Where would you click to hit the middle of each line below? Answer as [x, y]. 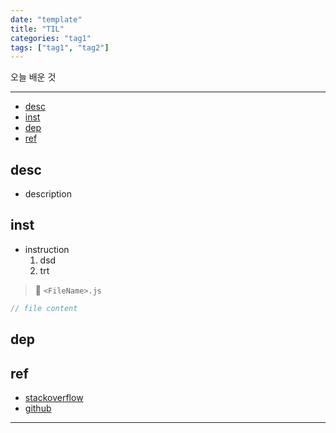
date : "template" [46, 19]
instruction [47, 249]
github [38, 408]
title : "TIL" [37, 29]
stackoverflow [54, 397]
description [48, 194]
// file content [44, 308]
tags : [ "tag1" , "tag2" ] [60, 47]
